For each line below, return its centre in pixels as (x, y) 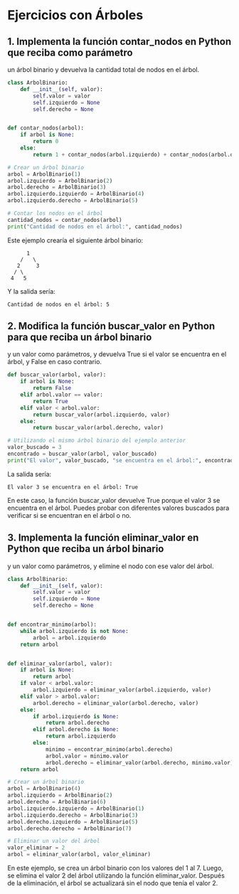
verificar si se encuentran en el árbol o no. (69, 515)
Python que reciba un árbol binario (86, 549)
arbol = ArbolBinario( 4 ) (44, 789)
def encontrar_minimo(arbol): (52, 624)
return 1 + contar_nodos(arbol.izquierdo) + (100, 154)
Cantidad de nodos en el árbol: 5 (59, 304)
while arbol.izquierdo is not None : (75, 631)
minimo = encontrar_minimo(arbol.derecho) (109, 749)
